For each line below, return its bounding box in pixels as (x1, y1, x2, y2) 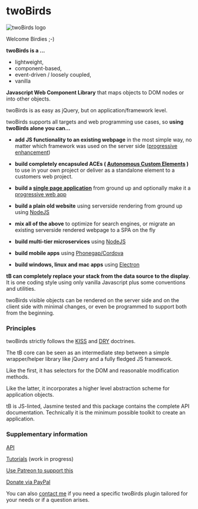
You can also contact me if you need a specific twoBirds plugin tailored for (6, 489, 189, 497)
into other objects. (6, 95, 51, 102)
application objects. (6, 391, 55, 398)
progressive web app (14, 190, 67, 197)
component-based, (14, 64, 62, 72)
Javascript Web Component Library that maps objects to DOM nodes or (6, 89, 184, 96)
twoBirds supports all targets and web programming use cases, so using (6, 118, 184, 125)
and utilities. (6, 285, 36, 292)
